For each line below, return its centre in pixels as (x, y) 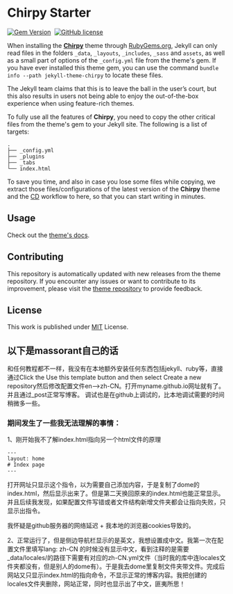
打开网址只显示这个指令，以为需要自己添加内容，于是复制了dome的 (103, 485)
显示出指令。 (25, 511)
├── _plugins (26, 156)
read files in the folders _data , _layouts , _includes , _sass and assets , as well (116, 53)
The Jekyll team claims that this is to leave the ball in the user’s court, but (112, 88)
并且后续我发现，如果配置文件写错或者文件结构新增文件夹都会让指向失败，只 (116, 502)
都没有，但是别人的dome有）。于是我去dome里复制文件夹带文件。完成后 (122, 567)
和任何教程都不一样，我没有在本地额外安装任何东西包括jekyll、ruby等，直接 (115, 369)
